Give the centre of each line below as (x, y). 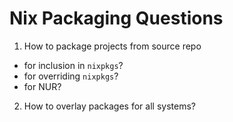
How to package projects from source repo (112, 46)
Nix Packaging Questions (116, 18)
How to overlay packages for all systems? (109, 106)
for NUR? (42, 86)
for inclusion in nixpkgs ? (73, 65)
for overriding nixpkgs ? (71, 76)
